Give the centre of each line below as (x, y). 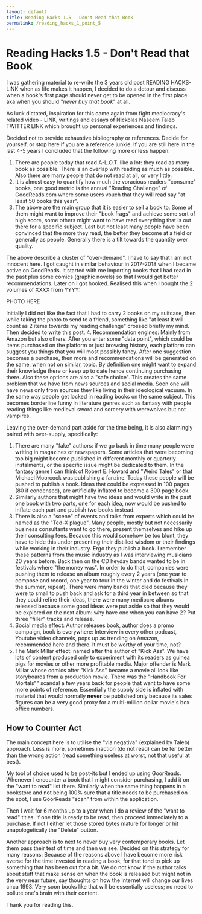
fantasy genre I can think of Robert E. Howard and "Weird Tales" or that (104, 471)
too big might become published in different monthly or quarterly (95, 459)
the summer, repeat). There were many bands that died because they (101, 587)
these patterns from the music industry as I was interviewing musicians (103, 555)
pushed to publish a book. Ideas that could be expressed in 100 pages (102, 484)
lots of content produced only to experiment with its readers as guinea (102, 658)
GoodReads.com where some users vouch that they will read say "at (100, 195)
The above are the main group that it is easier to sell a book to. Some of (104, 208)
